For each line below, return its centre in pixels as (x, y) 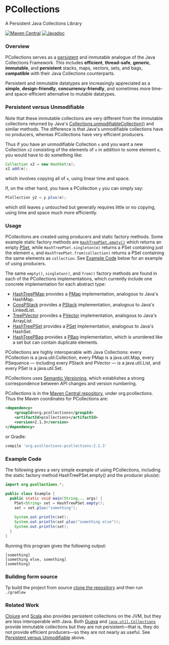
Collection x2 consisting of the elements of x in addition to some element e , (83, 149)
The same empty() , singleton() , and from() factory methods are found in (81, 273)
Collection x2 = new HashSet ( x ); (40, 164)
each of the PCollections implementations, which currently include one (79, 279)
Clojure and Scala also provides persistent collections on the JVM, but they (83, 616)
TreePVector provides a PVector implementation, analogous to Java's (85, 315)
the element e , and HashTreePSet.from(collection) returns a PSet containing (85, 253)
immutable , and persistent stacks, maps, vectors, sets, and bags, (74, 68)
